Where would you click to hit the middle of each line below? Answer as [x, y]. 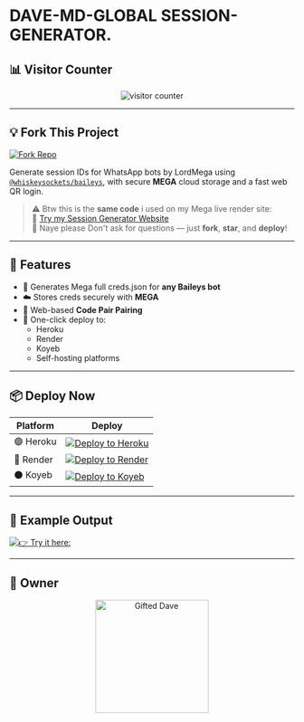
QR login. [26, 191]
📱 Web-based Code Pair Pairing [82, 309]
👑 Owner [34, 583]
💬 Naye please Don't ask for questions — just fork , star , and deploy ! [159, 228]
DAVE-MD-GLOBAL [84, 16]
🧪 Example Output [61, 520]
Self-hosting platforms [78, 357]
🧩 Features [40, 265]
